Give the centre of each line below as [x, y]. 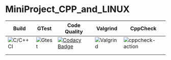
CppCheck [143, 28]
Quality [74, 31]
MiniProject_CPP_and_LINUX [67, 9]
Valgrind [107, 28]
